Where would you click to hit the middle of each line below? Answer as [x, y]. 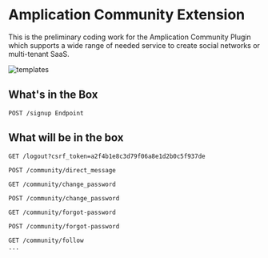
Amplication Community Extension [127, 15]
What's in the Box [53, 95]
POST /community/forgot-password [64, 226]
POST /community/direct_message [62, 170]
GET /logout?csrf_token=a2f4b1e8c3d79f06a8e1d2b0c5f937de [107, 156]
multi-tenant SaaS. [39, 54]
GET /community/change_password [62, 184]
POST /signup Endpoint [46, 113]
